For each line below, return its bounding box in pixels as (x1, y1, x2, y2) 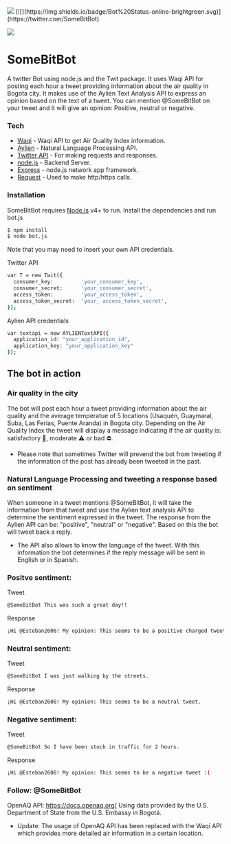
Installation (7, 191, 46, 200)
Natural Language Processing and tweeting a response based (7, 474, 217, 484)
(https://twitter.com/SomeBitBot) (7, 15, 100, 23)
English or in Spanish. (16, 556, 79, 564)
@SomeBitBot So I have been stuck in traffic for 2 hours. (7, 744, 180, 750)
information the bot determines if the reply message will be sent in (16, 548, 205, 556)
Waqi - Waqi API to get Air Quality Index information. (16, 137, 166, 145)
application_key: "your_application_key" (13, 343, 134, 349)
